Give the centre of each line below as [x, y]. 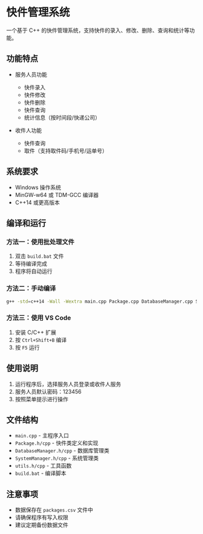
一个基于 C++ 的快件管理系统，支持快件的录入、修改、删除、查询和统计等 [98, 30]
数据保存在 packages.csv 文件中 [54, 510]
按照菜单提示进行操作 [41, 399]
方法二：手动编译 [31, 289]
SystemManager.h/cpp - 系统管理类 [57, 458]
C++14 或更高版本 [37, 202]
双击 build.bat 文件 [40, 256]
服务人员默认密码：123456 [48, 391]
